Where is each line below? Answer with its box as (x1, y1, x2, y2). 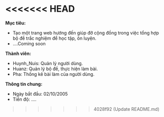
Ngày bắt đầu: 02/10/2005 (12, 91, 68, 97)
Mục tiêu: (5, 20, 26, 26)
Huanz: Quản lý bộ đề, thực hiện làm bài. (12, 66, 98, 72)
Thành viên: (5, 50, 31, 56)
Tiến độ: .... (12, 96, 37, 102)
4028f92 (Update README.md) (93, 106, 160, 112)
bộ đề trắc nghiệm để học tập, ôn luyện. (12, 35, 96, 41)
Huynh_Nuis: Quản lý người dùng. (12, 60, 83, 66)
